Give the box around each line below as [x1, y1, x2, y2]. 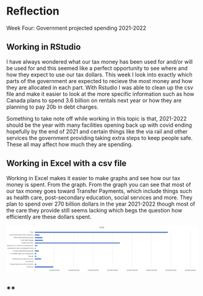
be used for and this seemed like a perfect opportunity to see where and [6, 64, 188, 72]
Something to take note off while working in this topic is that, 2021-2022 [6, 115, 187, 122]
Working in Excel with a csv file [6, 158, 127, 169]
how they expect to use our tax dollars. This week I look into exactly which [6, 71, 193, 78]
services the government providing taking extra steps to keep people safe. [6, 134, 193, 141]
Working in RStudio [6, 42, 81, 52]
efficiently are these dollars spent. [6, 213, 92, 220]
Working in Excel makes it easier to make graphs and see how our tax [6, 174, 181, 181]
